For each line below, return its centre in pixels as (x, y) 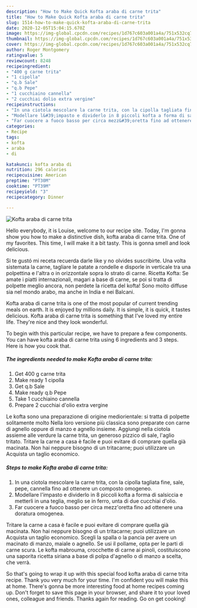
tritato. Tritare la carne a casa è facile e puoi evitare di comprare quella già (96, 442)
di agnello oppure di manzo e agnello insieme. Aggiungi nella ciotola (88, 429)
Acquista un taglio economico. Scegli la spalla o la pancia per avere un (91, 537)
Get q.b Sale (30, 386)
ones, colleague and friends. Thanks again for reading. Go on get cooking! (96, 599)
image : (14, 34)
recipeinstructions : (31, 104)
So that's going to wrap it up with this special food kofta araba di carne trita (97, 574)
